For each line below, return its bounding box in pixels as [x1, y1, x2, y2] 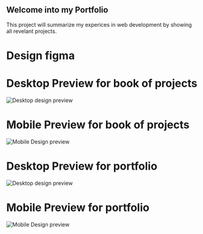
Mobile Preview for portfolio [6, 201, 150, 215]
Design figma [6, 49, 75, 63]
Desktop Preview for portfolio [6, 159, 158, 173]
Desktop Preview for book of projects [6, 77, 198, 91]
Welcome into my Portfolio [6, 5, 108, 15]
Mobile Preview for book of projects [6, 118, 190, 132]
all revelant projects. [6, 27, 57, 35]
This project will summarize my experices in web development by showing [6, 21, 192, 28]
